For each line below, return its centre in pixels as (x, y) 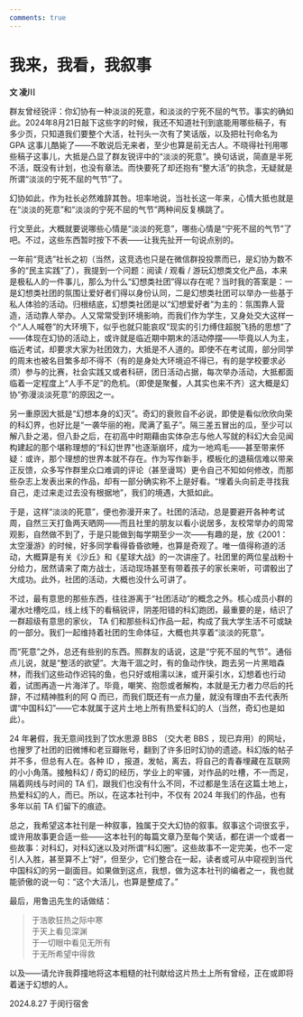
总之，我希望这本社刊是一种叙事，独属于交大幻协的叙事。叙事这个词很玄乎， (151, 825)
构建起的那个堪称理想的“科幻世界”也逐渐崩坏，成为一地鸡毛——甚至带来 (143, 447)
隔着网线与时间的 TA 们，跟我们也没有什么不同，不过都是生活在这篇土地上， (151, 783)
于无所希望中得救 (63, 954)
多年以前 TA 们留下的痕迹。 (60, 806)
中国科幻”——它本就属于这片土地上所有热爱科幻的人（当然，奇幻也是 (149, 707)
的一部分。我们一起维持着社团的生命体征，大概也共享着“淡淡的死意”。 (139, 632)
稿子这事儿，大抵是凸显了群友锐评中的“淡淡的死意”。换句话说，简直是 (147, 156)
